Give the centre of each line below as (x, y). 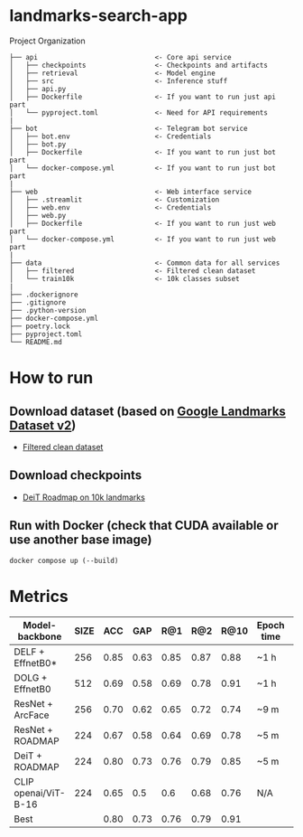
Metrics (39, 596)
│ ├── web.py (38, 215)
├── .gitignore (38, 302)
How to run (51, 378)
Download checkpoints (76, 475)
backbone (40, 636)
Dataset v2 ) (43, 425)
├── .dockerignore (44, 295)
